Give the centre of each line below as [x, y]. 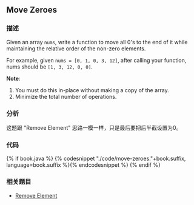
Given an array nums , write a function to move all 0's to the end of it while [97, 42]
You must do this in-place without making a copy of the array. [92, 90]
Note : [13, 78]
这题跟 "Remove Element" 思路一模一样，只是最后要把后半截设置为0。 [94, 127]
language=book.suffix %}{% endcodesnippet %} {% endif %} [83, 165]
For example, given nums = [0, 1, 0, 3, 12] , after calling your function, [96, 60]
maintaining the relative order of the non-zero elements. [76, 49]
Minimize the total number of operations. [66, 96]
